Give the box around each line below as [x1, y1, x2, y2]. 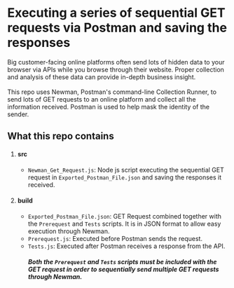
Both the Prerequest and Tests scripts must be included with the [27, 258, 217, 266]
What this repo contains [7, 130, 114, 142]
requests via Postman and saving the [7, 20, 228, 36]
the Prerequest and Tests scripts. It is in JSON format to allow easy [27, 219, 221, 228]
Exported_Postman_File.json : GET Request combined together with [27, 212, 222, 220]
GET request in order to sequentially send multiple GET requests [27, 265, 219, 274]
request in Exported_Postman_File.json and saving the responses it [27, 173, 222, 181]
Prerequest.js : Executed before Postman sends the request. [27, 234, 203, 242]
